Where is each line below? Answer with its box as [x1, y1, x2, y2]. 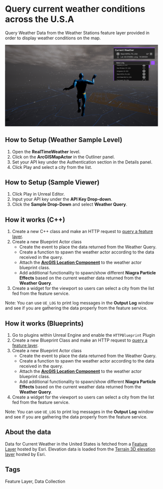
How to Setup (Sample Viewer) [5, 178, 100, 186]
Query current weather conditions [5, 3, 146, 15]
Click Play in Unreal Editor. [12, 191, 65, 197]
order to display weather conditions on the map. [5, 35, 101, 41]
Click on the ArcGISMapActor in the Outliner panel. [12, 154, 115, 160]
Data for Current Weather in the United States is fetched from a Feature [5, 441, 148, 447]
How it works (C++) [5, 216, 65, 224]
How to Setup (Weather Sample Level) [5, 136, 123, 144]
